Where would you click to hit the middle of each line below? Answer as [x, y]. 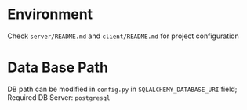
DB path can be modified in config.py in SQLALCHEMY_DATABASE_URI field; [122, 89]
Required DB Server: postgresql [59, 97]
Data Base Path [58, 67]
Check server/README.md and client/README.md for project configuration [123, 36]
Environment [50, 14]
